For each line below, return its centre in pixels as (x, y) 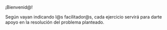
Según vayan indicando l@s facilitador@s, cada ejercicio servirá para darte (83, 17)
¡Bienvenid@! (19, 7)
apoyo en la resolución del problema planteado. (55, 22)
